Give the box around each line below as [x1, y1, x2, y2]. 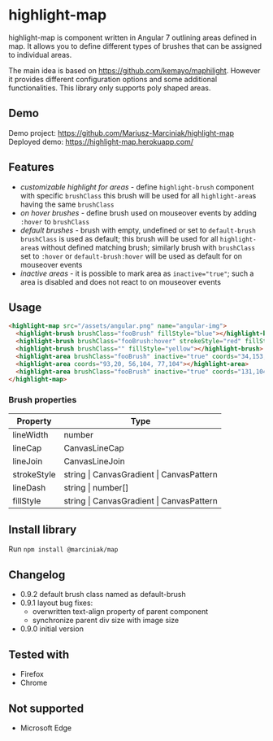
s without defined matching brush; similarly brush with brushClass [35, 242, 256, 252]
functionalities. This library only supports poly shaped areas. [8, 83, 211, 93]
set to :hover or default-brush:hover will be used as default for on [19, 251, 242, 261]
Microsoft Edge [19, 722, 72, 733]
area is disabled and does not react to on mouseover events [19, 277, 222, 286]
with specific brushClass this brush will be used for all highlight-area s [19, 190, 257, 200]
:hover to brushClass [19, 216, 90, 226]
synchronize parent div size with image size [32, 616, 180, 625]
